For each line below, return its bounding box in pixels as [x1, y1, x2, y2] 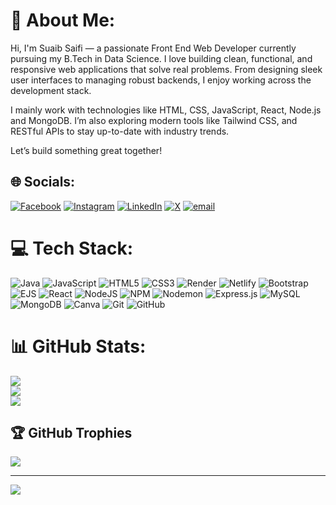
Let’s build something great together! [10, 144, 163, 156]
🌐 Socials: [10, 174, 76, 191]
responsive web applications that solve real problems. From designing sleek [10, 63, 323, 75]
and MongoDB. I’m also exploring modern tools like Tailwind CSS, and [10, 114, 298, 126]
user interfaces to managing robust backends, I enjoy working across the [10, 74, 312, 86]
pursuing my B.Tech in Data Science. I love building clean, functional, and [10, 52, 313, 64]
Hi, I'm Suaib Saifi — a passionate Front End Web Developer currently [10, 42, 297, 54]
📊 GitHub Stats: [10, 335, 147, 358]
